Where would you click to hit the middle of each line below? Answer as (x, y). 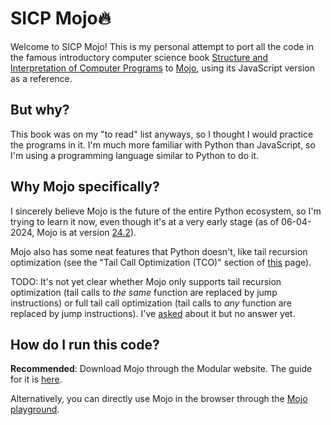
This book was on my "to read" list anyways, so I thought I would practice (162, 134)
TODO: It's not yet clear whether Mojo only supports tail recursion (146, 281)
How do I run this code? (85, 344)
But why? (40, 110)
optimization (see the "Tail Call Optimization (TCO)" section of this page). (161, 262)
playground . (35, 409)
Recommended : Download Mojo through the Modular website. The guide (161, 369)
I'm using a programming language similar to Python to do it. (135, 155)
